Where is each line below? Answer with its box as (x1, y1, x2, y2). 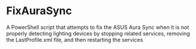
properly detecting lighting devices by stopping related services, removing (6, 30, 190, 37)
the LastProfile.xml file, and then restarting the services (6, 36, 143, 43)
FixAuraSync (6, 4, 72, 18)
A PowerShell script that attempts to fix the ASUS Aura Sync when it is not (6, 24, 189, 31)
